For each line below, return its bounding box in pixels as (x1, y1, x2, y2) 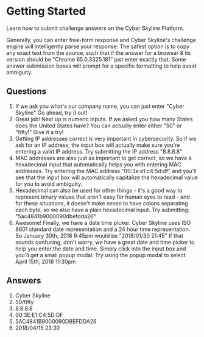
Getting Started (6, 4, 86, 18)
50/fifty (15, 298, 34, 305)
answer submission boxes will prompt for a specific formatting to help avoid (6, 62, 197, 69)
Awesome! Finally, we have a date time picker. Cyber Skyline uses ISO (15, 219, 191, 226)
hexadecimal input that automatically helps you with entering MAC (15, 160, 181, 168)
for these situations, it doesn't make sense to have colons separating (15, 199, 188, 207)
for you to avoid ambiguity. (15, 180, 83, 187)
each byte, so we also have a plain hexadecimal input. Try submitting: (15, 206, 190, 213)
